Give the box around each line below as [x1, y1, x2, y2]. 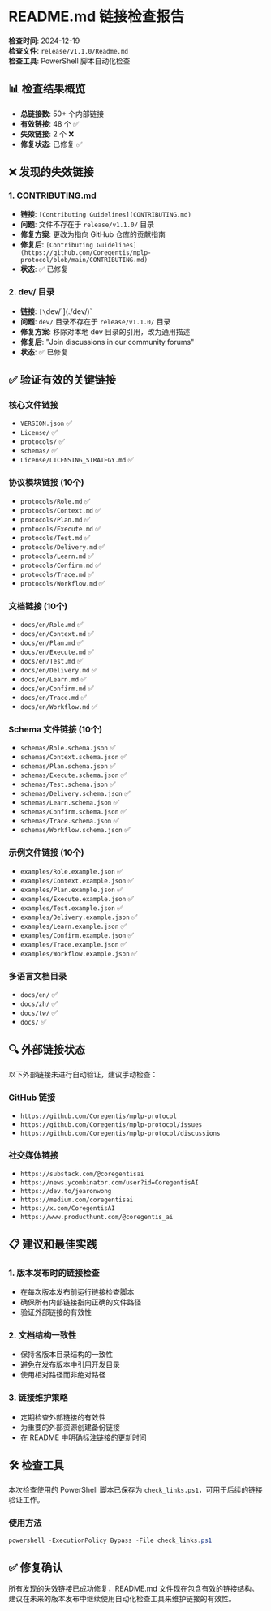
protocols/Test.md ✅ [19, 532, 91, 542]
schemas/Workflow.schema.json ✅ [19, 825, 131, 835]
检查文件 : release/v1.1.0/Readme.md [8, 45, 128, 55]
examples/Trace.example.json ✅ [19, 939, 127, 949]
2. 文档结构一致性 [8, 1330, 77, 1341]
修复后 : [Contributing [19, 240, 93, 250]
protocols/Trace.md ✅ [19, 569, 95, 578]
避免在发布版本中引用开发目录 [19, 1360, 120, 1369]
